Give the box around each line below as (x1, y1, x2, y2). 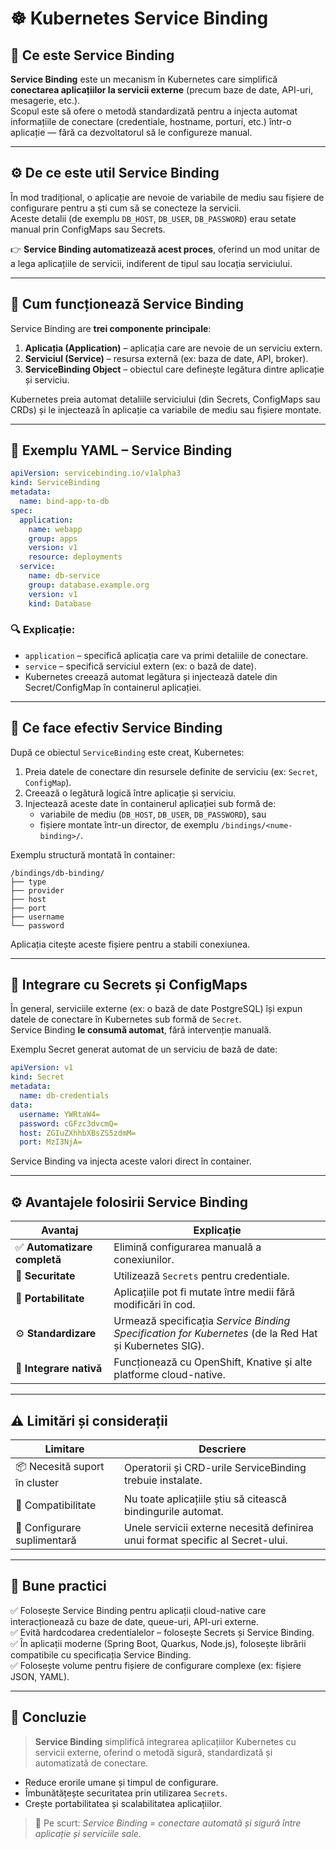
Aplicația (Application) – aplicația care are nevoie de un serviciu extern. (24, 342, 323, 354)
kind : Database (28, 598, 92, 609)
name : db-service (28, 571, 101, 581)
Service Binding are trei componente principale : (10, 322, 212, 334)
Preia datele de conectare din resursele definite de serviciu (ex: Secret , (24, 765, 318, 777)
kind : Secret (10, 1072, 65, 1082)
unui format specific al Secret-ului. (124, 1533, 288, 1547)
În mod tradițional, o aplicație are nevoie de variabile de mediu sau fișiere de (10, 191, 325, 203)
